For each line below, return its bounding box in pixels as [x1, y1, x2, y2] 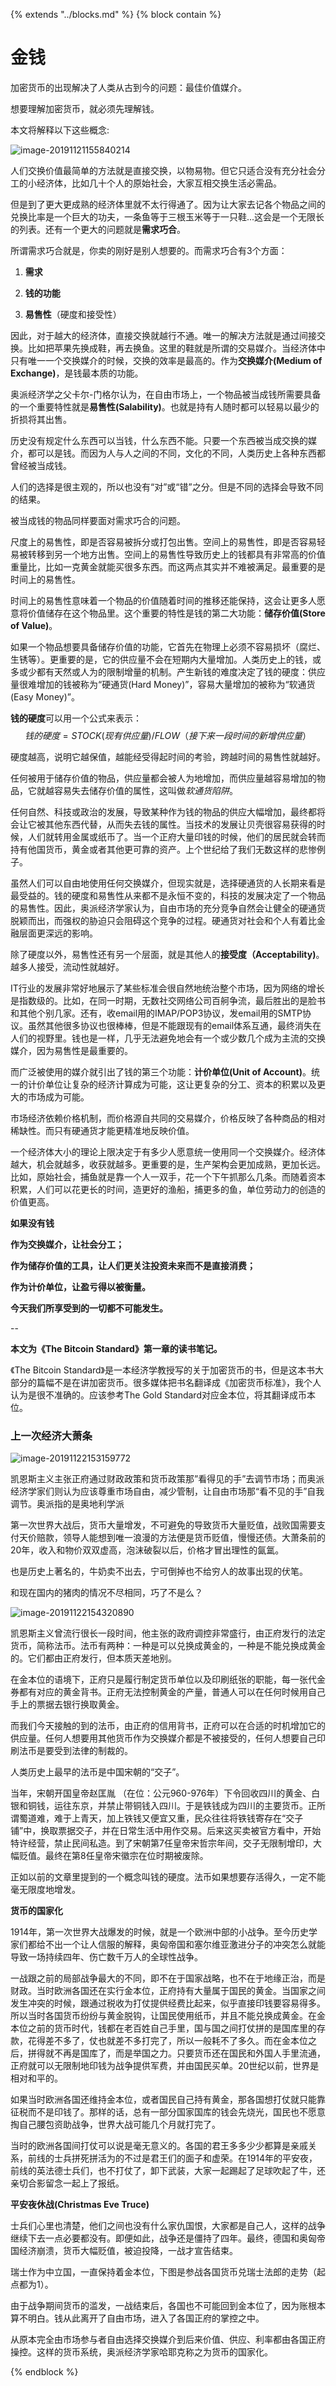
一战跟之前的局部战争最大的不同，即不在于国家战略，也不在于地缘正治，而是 [10, 1972, 326, 1984]
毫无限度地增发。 [10, 1884, 81, 1896]
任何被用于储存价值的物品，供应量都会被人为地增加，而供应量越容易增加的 [10, 772, 317, 784]
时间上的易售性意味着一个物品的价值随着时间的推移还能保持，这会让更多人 [10, 594, 317, 606]
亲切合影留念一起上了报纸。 [10, 2177, 125, 2189]
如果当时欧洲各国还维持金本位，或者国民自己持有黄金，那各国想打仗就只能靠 [10, 2094, 326, 2106]
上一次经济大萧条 [10, 1429, 93, 1443]
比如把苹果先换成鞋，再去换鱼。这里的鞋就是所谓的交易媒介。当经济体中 [27, 342, 326, 354]
